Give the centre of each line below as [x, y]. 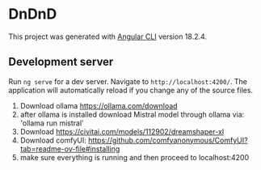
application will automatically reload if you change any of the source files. [130, 90]
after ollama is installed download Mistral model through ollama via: [132, 114]
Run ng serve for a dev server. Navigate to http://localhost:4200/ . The [128, 81]
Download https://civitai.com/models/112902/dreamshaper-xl [122, 131]
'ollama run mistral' [52, 123]
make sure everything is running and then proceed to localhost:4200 [135, 157]
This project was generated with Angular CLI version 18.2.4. [108, 36]
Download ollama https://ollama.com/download [99, 105]
